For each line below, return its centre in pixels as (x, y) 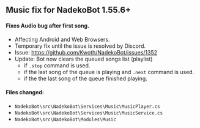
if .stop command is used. (57, 65)
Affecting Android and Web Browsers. (62, 39)
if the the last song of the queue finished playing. (85, 78)
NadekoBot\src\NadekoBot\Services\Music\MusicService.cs (89, 113)
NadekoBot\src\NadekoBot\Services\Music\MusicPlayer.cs (87, 107)
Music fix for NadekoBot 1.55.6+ (68, 10)
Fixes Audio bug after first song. (48, 25)
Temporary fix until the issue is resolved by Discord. (80, 46)
